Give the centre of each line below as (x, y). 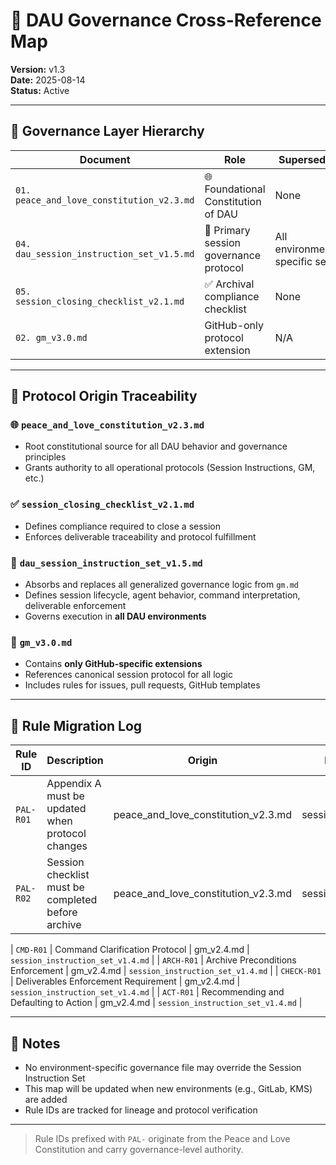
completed (72, 900)
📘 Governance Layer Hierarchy (107, 131)
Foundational (235, 189)
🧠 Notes (35, 1043)
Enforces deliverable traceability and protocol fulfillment (140, 536)
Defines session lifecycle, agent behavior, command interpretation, (162, 595)
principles (45, 457)
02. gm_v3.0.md (51, 337)
